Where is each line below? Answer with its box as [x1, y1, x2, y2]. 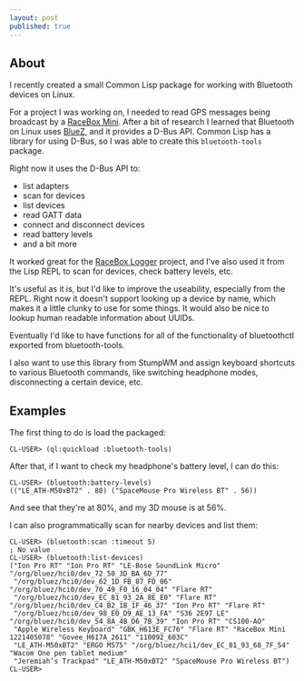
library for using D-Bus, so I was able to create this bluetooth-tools [9, 135, 262, 146]
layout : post [9, 13, 59, 23]
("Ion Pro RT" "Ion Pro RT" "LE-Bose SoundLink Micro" [9, 561, 221, 571]
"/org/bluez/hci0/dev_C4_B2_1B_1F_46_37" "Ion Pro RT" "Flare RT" [9, 601, 266, 610]
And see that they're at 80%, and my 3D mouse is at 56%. [9, 502, 227, 514]
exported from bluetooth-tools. [9, 340, 125, 351]
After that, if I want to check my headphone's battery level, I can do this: [9, 461, 279, 472]
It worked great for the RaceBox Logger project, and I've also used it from [9, 256, 285, 267]
